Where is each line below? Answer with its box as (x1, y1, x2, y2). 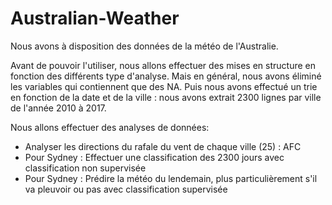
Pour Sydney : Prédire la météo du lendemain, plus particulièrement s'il (24, 172, 318, 184)
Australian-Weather (10, 7, 180, 30)
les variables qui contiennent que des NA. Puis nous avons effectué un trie (10, 80, 318, 92)
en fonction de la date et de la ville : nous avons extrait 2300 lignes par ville (10, 91, 322, 103)
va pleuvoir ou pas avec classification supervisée (24, 183, 228, 195)
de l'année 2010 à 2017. (10, 102, 107, 114)
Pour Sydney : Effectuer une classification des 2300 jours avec (24, 151, 285, 163)
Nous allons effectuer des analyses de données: (10, 121, 210, 133)
